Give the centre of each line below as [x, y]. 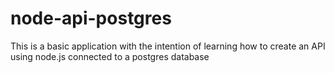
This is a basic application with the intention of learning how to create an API [168, 46]
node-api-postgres [91, 18]
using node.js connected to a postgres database [110, 56]
